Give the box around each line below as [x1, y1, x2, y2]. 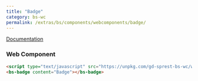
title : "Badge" [6, 8, 44, 15]
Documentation [6, 36, 44, 43]
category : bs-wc [6, 14, 46, 20]
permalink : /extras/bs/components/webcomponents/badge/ [6, 19, 146, 25]
